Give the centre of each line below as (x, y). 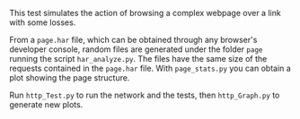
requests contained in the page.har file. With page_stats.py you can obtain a (150, 68)
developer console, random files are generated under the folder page (136, 49)
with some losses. (43, 22)
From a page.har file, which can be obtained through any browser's (133, 40)
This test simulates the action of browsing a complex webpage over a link (145, 13)
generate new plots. (46, 105)
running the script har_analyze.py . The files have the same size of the (138, 59)
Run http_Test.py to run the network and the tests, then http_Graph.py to (145, 95)
